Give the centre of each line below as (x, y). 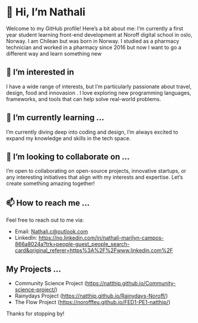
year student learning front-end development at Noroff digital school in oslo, (99, 34)
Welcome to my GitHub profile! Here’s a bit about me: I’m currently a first (95, 28)
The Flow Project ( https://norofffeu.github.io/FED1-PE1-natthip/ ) (92, 302)
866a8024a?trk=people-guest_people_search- (72, 244)
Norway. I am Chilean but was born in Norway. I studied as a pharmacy (93, 41)
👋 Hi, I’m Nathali (46, 12)
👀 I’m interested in (40, 72)
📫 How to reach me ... (48, 203)
